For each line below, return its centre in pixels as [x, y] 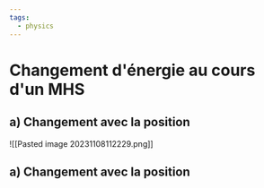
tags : [19, 17]
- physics [35, 26]
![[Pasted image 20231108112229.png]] [82, 143]
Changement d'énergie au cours [132, 70]
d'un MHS [47, 89]
